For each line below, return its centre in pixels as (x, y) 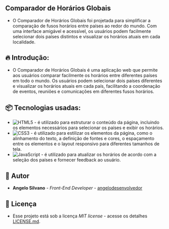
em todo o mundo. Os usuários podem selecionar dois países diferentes (87, 81)
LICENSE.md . (26, 221)
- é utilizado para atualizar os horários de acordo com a (99, 155)
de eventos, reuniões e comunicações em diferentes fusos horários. (83, 91)
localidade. (24, 42)
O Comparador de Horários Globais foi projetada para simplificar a (81, 20)
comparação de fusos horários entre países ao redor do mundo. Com (85, 26)
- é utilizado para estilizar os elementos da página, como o (92, 133)
